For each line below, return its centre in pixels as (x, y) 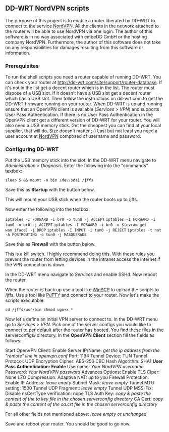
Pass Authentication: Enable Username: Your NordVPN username (74, 367)
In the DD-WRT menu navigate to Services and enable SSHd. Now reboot (81, 274)
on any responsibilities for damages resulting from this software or (74, 47)
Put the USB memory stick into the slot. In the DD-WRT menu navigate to (81, 160)
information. (18, 53)
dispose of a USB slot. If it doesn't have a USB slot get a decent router (78, 93)
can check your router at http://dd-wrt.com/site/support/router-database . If (84, 83)
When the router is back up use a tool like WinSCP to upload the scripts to (82, 290)
